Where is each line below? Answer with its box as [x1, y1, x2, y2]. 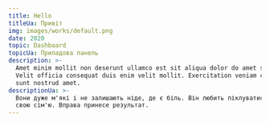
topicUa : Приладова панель [8, 49, 99, 57]
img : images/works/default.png [8, 26, 113, 35]
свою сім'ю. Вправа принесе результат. [15, 101, 149, 109]
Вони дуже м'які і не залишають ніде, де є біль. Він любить [15, 94, 225, 102]
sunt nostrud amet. [15, 79, 81, 87]
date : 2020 [8, 34, 45, 43]
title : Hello [8, 11, 52, 20]
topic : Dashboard [8, 42, 67, 50]
